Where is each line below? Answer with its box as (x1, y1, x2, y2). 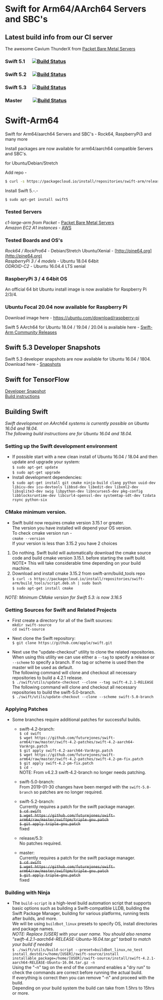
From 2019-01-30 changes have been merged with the (19, 784, 129, 790)
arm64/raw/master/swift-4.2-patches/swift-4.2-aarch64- (19, 740, 135, 745)
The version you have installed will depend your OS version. (12, 525, 132, 531)
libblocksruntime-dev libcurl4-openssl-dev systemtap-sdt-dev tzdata (12, 493, 156, 498)
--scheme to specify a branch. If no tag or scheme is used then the (12, 659, 144, 665)
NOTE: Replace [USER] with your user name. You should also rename (12, 931, 151, 937)
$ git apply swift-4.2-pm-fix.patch (19, 761, 94, 766)
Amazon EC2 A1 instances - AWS (5, 225, 72, 230)
